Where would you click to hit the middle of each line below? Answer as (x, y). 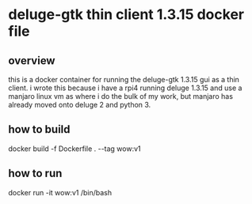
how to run (35, 174)
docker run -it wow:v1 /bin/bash (60, 192)
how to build (39, 129)
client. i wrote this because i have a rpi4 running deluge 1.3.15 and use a (125, 88)
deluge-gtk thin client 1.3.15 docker (126, 15)
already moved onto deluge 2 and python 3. (80, 105)
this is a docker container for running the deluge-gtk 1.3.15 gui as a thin (124, 79)
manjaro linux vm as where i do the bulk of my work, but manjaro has (121, 96)
